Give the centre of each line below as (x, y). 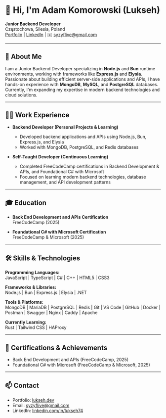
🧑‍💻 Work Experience (37, 115)
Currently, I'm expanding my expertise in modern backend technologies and (83, 90)
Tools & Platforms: (24, 302)
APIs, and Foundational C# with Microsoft (62, 171)
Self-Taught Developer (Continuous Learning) (60, 157)
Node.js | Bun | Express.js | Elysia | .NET (46, 293)
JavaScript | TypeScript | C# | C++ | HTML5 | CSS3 (57, 278)
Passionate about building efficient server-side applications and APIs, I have (83, 79)
